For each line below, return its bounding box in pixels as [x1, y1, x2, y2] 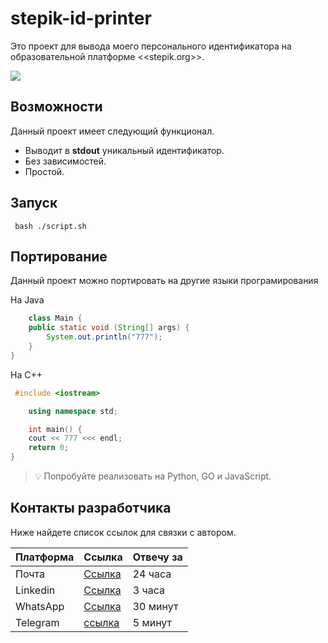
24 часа [132, 567, 172, 581]
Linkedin [15, 583, 56, 597]
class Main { [28, 313, 83, 324]
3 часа [132, 583, 165, 597]
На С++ [10, 368, 43, 381]
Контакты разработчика [10, 500, 172, 517]
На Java [10, 294, 45, 306]
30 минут [132, 599, 179, 613]
